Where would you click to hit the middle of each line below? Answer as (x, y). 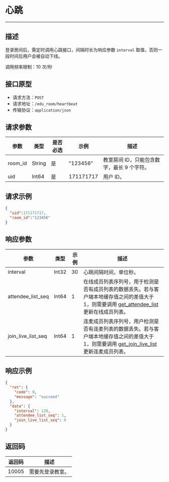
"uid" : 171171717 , (28, 213)
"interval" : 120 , (32, 411)
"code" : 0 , (26, 392)
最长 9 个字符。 (131, 168)
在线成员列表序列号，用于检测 (119, 282)
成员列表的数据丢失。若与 (124, 289)
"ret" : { (19, 388)
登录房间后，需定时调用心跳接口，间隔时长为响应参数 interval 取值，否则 (82, 50)
